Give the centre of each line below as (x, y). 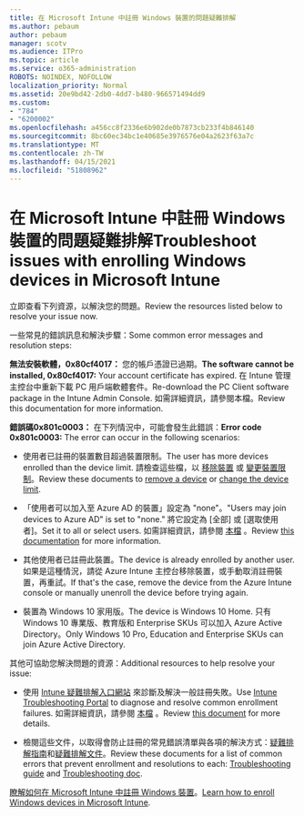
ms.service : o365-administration (73, 69)
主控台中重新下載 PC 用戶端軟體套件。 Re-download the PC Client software (149, 387)
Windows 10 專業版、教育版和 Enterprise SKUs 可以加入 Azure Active (152, 623)
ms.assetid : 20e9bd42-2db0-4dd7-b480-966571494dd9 (107, 94)
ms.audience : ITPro (46, 52)
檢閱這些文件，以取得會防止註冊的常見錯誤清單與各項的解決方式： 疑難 (154, 742)
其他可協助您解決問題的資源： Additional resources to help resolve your (142, 663)
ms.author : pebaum (44, 26)
